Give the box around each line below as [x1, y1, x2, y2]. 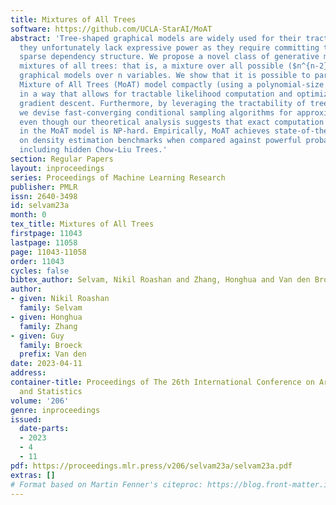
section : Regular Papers [10, 154, 114, 164]
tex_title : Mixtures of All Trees [10, 219, 155, 230]
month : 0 [10, 210, 47, 220]
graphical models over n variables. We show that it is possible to [19, 71, 311, 81]
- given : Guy [10, 331, 65, 341]
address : [10, 368, 47, 378]
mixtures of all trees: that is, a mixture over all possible [19, 61, 284, 71]
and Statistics [19, 386, 83, 396]
